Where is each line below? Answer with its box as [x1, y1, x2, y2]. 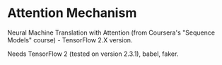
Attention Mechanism [7, 5, 137, 21]
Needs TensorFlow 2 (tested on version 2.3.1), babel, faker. [7, 49, 179, 58]
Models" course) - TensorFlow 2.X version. [7, 35, 133, 44]
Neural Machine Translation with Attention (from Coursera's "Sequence [7, 28, 216, 37]
